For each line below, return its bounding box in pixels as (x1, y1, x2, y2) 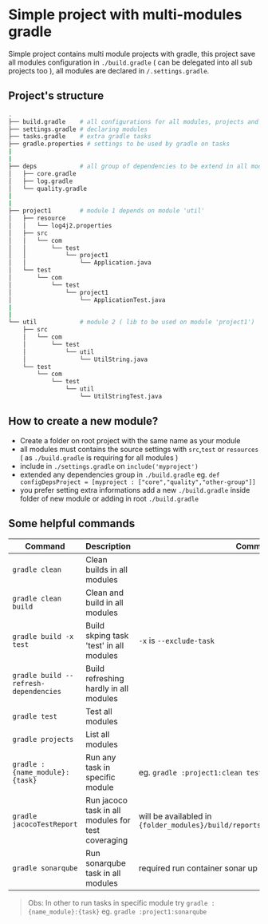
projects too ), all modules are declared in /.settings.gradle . (8, 65, 210, 75)
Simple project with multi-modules (8, 6, 242, 24)
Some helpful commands (8, 517, 136, 530)
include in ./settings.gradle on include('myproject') (19, 461, 199, 470)
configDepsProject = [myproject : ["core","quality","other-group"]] (19, 478, 257, 486)
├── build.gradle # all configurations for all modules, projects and (8, 117, 259, 125)
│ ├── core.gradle (8, 169, 77, 177)
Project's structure (8, 89, 104, 103)
